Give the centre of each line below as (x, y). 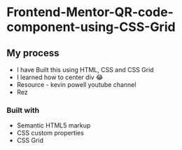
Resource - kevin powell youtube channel (76, 84)
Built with (23, 110)
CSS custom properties (50, 133)
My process (33, 53)
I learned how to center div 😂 (60, 77)
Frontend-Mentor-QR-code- (90, 12)
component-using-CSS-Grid (91, 27)
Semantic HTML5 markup (54, 125)
